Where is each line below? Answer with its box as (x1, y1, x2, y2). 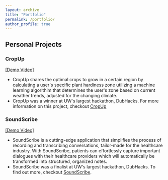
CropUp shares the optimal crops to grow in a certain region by (12, 76, 143, 82)
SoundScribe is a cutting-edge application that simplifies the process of (12, 137, 162, 143)
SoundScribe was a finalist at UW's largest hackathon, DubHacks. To (12, 164, 156, 170)
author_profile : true (5, 21, 51, 27)
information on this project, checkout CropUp (12, 103, 107, 109)
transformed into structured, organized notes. (12, 158, 107, 164)
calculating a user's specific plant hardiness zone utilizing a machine (12, 82, 155, 88)
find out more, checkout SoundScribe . (12, 169, 92, 175)
